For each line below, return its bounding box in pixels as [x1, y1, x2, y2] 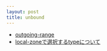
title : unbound [6, 14, 45, 20]
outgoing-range [15, 31, 54, 38]
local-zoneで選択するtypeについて [15, 38, 101, 45]
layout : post [6, 8, 39, 15]
